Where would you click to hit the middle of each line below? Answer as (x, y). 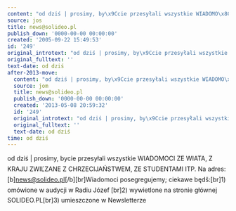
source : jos (25, 20)
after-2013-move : (33, 72)
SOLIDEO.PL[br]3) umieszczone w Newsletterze (77, 200)
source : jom (31, 86)
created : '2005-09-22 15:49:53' (54, 40)
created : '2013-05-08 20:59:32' (61, 105)
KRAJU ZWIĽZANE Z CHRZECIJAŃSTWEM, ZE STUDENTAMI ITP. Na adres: (117, 169)
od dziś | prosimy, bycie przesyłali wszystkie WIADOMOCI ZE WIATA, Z (110, 158)
